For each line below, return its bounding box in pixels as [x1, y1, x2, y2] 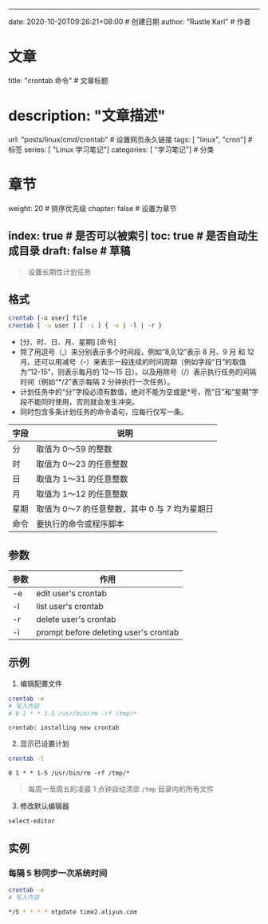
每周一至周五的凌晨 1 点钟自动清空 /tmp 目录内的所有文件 [27, 784, 214, 794]
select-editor [8, 817, 56, 826]
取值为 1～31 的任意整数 [36, 473, 128, 484]
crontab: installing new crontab [8, 724, 120, 732]
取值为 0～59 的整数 [36, 444, 112, 455]
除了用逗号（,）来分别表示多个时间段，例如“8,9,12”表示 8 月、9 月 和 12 [19, 347, 255, 356]
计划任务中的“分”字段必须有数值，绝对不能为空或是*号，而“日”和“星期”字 [19, 387, 259, 396]
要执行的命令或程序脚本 [36, 519, 125, 530]
